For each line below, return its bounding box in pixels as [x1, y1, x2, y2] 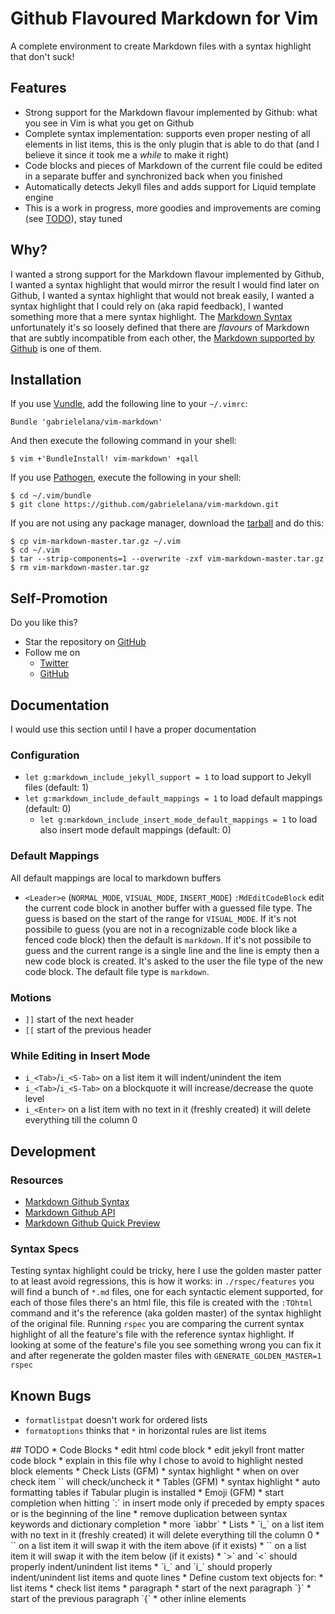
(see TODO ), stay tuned [24, 212, 123, 224]
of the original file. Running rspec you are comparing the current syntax [10, 1318, 305, 1330]
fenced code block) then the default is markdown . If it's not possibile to [24, 933, 312, 946]
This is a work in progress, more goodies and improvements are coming [24, 202, 321, 214]
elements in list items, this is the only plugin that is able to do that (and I [24, 138, 320, 150]
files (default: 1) [24, 782, 89, 794]
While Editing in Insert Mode [10, 1048, 151, 1062]
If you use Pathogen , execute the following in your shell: [10, 472, 242, 484]
